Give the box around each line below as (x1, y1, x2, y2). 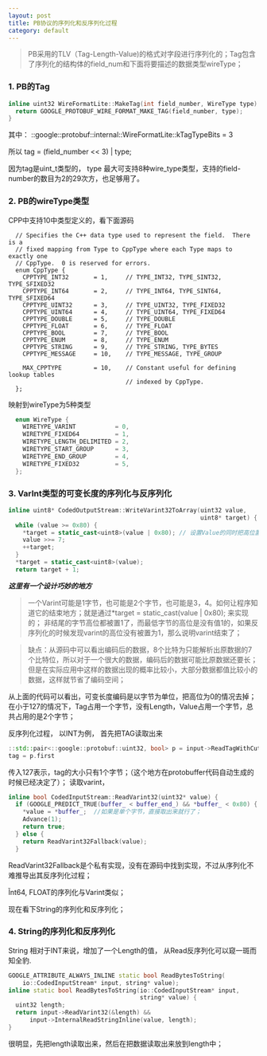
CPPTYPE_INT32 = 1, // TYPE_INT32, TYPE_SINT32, (22, 273, 222, 281)
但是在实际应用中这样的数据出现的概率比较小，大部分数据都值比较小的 (27, 665, 258, 674)
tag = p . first (8, 752, 56, 760)
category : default (8, 26, 69, 34)
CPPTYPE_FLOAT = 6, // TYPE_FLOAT (22, 322, 172, 330)
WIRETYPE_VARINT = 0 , (22, 423, 130, 431)
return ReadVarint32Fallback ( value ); (22, 838, 148, 846)
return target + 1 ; (15, 565, 80, 574)
